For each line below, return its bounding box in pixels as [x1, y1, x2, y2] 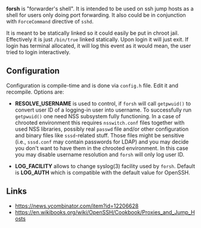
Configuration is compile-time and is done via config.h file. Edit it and [6, 82, 179, 89]
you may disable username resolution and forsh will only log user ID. [14, 151, 185, 158]
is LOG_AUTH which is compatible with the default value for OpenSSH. [14, 169, 190, 176]
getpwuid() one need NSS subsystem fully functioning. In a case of [14, 112, 181, 119]
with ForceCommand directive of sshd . [6, 18, 94, 25]
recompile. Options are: [6, 88, 64, 95]
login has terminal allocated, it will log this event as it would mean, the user [6, 42, 191, 49]
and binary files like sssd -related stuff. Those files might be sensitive [14, 131, 185, 139]
